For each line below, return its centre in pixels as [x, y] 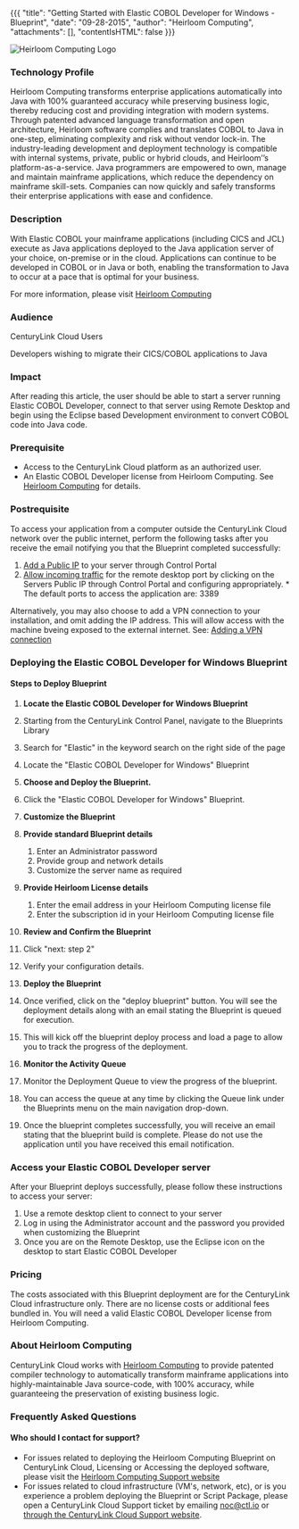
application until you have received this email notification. [129, 1144]
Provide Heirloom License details [86, 887]
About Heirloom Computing [71, 1345]
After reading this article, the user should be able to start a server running [145, 396]
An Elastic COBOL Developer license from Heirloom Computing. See [148, 477]
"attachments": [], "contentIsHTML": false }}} [93, 32]
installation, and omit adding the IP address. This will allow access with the [147, 620]
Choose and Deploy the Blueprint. [87, 782]
